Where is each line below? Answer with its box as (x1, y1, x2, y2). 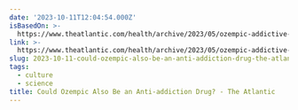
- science (17, 79, 53, 88)
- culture (17, 71, 53, 80)
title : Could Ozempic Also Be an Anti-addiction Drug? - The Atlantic (9, 87, 276, 96)
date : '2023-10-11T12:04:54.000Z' (9, 12, 137, 22)
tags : (9, 63, 29, 72)
